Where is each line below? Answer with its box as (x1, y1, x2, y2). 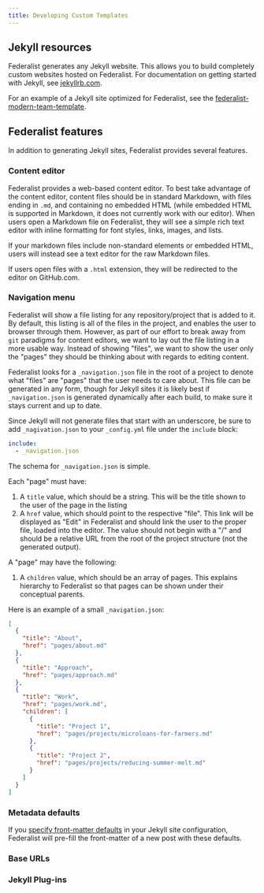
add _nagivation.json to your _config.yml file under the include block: (8, 424, 239, 433)
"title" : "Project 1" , (36, 722, 111, 730)
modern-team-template (8, 102, 85, 111)
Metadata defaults (8, 807, 80, 818)
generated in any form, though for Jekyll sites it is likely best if (8, 384, 210, 393)
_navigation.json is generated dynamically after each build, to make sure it (8, 392, 253, 402)
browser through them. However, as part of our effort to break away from (8, 326, 246, 336)
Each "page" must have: (8, 476, 87, 486)
